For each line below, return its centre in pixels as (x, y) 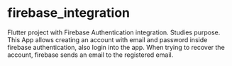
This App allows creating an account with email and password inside (107, 39)
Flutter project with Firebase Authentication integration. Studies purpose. (114, 32)
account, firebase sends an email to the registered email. (90, 55)
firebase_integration (68, 13)
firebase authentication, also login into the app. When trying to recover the (116, 47)
